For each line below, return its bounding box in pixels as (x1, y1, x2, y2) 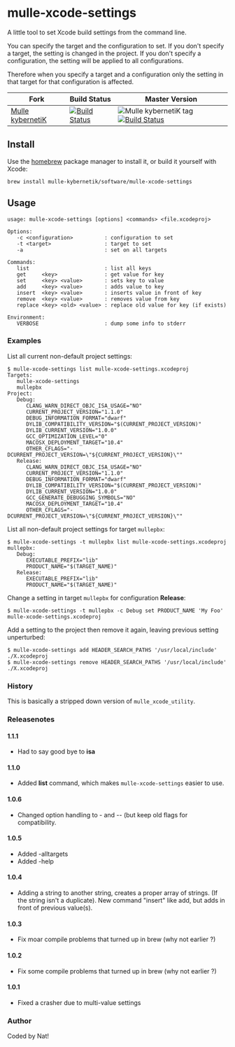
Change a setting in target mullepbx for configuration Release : (7, 593, 186, 602)
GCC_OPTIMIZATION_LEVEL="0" (25, 433, 108, 440)
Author (7, 1015, 32, 1025)
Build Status (69, 94, 111, 104)
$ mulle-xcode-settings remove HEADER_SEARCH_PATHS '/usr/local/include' (7, 658, 227, 666)
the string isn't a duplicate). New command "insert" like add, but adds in (17, 896, 225, 905)
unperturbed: (7, 632, 45, 642)
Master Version (144, 94, 198, 104)
